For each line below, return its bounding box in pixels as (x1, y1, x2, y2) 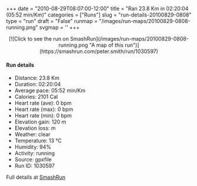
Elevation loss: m (14, 125, 56, 132)
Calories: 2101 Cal (14, 93, 58, 100)
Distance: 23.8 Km (14, 74, 60, 81)
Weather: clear (14, 131, 51, 138)
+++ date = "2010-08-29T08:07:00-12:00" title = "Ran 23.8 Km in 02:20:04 (6, 5, 189, 12)
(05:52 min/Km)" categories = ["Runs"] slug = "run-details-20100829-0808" (6, 11, 192, 18)
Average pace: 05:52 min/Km (14, 87, 86, 94)
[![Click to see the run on (8, 35, 69, 42)
